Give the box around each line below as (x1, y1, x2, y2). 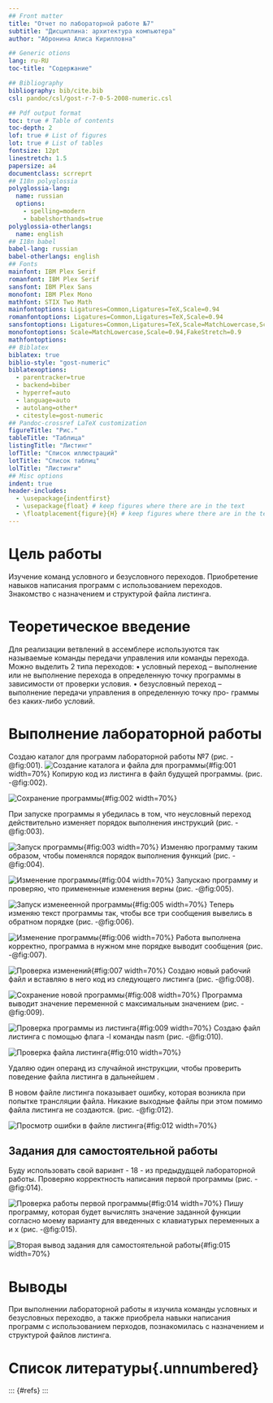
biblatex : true (8, 351, 60, 359)
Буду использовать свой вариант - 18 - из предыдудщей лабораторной (8, 1166, 256, 1175)
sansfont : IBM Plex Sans (8, 282, 93, 291)
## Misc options (8, 472, 63, 480)
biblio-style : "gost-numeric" (8, 359, 111, 367)
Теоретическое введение (8, 617, 191, 635)
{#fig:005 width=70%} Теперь (132, 900, 235, 909)
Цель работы (8, 544, 102, 563)
